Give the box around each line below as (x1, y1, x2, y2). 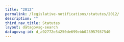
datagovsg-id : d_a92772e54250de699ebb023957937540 (5, 29, 111, 34)
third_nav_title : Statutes (5, 20, 60, 26)
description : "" (5, 16, 38, 21)
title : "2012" (5, 7, 34, 12)
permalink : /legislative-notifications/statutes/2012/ (5, 12, 120, 16)
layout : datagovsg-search (5, 25, 58, 30)
